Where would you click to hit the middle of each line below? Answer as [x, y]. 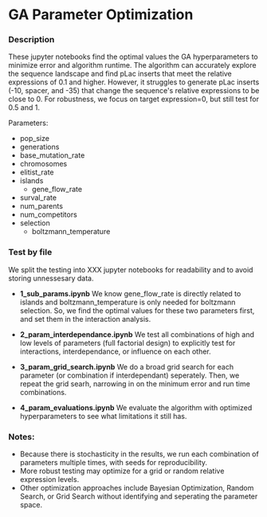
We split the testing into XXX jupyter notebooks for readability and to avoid [131, 269]
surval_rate [38, 198]
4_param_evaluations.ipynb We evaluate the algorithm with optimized [136, 407]
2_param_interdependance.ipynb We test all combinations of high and [137, 334]
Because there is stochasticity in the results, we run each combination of [139, 454]
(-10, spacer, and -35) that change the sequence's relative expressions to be [134, 91]
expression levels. [49, 480]
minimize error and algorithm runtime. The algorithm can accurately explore [132, 65]
